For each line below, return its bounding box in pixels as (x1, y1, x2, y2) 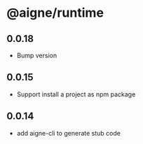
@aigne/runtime (6, 5, 104, 21)
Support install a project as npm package (16, 89, 136, 99)
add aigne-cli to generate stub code (16, 129, 121, 137)
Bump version (16, 51, 57, 59)
